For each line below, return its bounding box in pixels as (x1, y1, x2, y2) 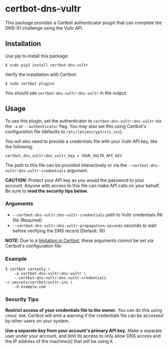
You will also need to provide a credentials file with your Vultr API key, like (5, 138, 158, 144)
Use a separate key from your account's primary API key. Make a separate (5, 327, 162, 334)
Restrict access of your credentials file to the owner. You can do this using (5, 307, 162, 313)
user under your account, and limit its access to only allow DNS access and (5, 333, 161, 339)
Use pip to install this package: (5, 53, 69, 59)
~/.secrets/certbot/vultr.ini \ (5, 280, 73, 285)
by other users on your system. (5, 318, 70, 324)
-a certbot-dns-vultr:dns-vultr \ (14, 271, 86, 276)
